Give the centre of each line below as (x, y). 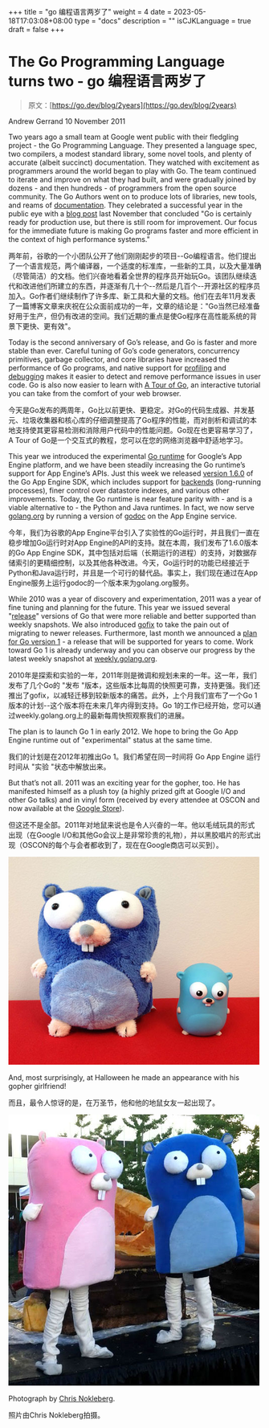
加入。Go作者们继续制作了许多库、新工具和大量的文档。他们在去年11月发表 (132, 296)
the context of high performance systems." (79, 239)
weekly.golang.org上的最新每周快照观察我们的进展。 (102, 715)
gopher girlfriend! (37, 1086)
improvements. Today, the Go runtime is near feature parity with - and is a (130, 499)
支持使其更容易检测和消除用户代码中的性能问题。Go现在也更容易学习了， (136, 430)
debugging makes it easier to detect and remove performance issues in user (134, 376)
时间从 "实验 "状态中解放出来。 (59, 767)
